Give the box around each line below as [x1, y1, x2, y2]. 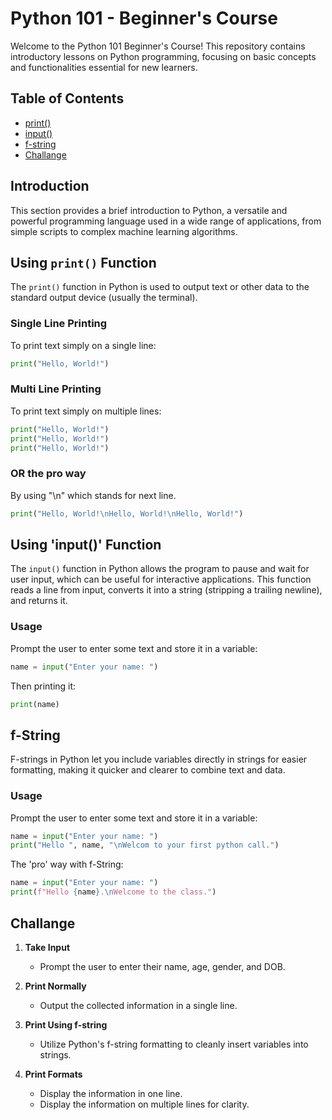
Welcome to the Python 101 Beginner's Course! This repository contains [10, 40, 306, 52]
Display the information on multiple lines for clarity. [39, 1098, 250, 1110]
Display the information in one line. [39, 1087, 183, 1099]
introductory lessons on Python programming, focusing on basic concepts [10, 50, 317, 62]
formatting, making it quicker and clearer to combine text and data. [10, 764, 286, 776]
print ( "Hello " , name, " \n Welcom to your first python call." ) [10, 840, 280, 851]
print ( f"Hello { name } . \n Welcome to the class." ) [10, 887, 217, 897]
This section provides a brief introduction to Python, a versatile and [10, 204, 288, 216]
